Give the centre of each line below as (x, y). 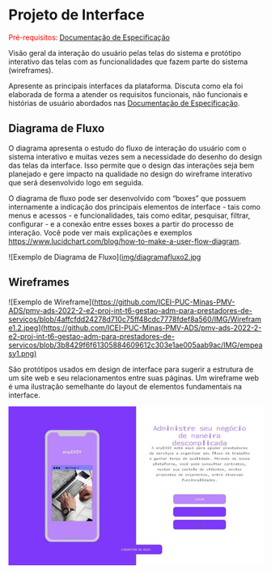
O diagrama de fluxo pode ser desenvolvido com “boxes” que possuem (127, 198)
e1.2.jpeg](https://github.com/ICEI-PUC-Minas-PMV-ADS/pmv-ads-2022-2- (135, 327)
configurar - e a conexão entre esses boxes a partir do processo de (121, 223)
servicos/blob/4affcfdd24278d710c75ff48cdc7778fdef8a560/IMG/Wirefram (135, 319)
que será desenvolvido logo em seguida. (76, 182)
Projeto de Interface (76, 15)
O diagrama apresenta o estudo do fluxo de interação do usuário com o (127, 148)
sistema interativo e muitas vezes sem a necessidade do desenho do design (135, 156)
